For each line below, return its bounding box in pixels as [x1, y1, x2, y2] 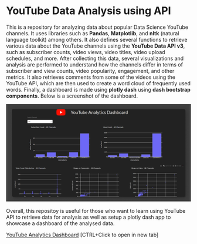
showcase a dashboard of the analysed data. [6, 220, 115, 227]
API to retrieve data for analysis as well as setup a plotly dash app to [6, 213, 171, 221]
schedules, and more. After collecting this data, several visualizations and [6, 55, 184, 62]
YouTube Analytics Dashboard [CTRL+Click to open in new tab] [6, 231, 159, 239]
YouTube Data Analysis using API [6, 4, 171, 18]
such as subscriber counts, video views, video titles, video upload [6, 48, 165, 55]
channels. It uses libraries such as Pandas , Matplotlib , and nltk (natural [6, 29, 179, 36]
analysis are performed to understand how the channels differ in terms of [6, 61, 184, 68]
